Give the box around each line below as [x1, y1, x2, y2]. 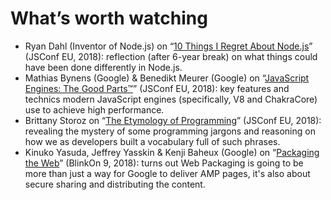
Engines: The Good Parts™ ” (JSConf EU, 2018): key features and [24, 82, 290, 94]
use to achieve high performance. [24, 103, 165, 116]
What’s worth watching [10, 7, 208, 30]
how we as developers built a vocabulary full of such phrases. [24, 135, 281, 147]
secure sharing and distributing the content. [24, 178, 206, 190]
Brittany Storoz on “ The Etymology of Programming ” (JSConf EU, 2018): [24, 114, 322, 126]
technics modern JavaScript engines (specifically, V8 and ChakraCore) [24, 93, 318, 105]
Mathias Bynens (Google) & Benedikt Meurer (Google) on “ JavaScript [24, 72, 310, 84]
